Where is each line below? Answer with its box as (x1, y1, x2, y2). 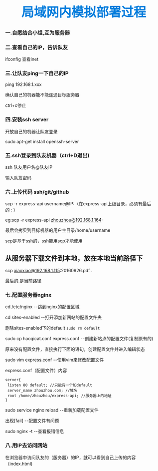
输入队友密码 (5, 174, 31, 181)
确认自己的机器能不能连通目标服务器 (5, 92, 80, 98)
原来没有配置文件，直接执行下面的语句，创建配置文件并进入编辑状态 (5, 346, 145, 352)
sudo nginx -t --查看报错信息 (5, 429, 64, 435)
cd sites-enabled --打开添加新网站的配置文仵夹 (5, 314, 102, 321)
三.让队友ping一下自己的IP (5, 70, 69, 77)
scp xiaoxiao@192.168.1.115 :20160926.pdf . (5, 268, 93, 274)
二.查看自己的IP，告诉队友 (5, 44, 68, 51)
